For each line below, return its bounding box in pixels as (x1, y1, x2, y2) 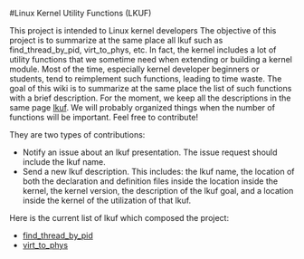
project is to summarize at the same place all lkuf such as (9, 35, 223, 45)
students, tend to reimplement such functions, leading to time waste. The (9, 73, 282, 84)
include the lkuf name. (22, 157, 106, 167)
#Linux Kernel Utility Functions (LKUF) (9, 8, 152, 18)
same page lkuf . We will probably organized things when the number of (9, 102, 276, 112)
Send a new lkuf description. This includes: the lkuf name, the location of (22, 167, 295, 177)
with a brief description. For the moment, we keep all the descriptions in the (9, 92, 291, 103)
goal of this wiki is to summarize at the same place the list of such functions (9, 83, 292, 93)
